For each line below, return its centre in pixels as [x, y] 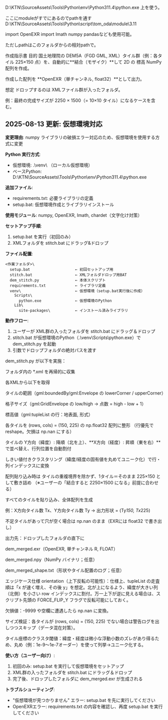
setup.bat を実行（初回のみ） [43, 237]
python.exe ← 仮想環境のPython [65, 301]
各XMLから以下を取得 [28, 382]
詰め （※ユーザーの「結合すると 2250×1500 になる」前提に [84, 482]
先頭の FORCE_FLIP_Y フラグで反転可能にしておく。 [77, 600]
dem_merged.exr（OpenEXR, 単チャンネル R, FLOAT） [62, 548]
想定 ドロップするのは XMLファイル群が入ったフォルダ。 [64, 90]
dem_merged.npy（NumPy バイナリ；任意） [51, 560]
